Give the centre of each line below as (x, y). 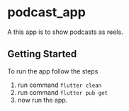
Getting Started (42, 54)
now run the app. (43, 100)
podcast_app (47, 12)
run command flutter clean (60, 85)
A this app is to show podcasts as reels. (65, 32)
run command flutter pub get (63, 92)
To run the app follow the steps (53, 71)
